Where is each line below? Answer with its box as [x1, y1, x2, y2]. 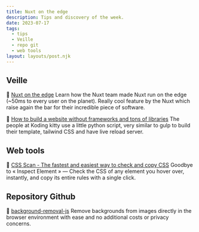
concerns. [6, 220, 32, 227]
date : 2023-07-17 [6, 20, 50, 26]
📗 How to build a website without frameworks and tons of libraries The [6, 115, 180, 123]
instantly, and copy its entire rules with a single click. [6, 174, 136, 181]
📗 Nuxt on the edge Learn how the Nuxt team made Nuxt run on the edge [6, 91, 187, 99]
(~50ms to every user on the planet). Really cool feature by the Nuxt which [6, 97, 190, 105]
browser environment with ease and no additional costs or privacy [6, 213, 169, 221]
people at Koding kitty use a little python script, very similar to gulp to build [6, 122, 191, 129]
